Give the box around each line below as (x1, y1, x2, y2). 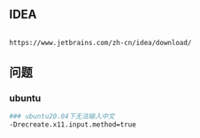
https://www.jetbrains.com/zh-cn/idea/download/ (9, 38, 192, 47)
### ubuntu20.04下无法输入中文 (9, 112, 115, 121)
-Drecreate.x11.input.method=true (9, 120, 137, 129)
